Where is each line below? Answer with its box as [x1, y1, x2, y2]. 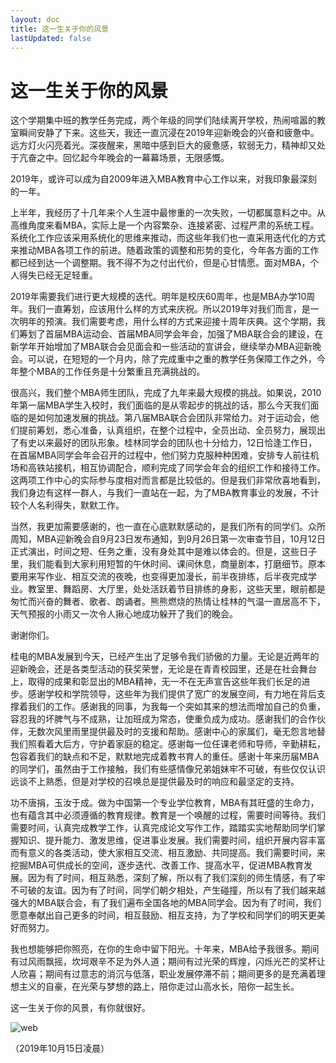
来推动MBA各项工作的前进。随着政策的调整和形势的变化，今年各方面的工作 [10, 244, 320, 256]
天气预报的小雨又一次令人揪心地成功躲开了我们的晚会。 [10, 608, 238, 620]
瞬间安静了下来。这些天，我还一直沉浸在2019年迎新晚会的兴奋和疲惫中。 [18, 127, 320, 139]
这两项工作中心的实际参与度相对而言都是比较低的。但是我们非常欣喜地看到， [10, 474, 326, 486]
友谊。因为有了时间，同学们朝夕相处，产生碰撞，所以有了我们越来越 [44, 884, 326, 896]
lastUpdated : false [10, 33, 92, 43]
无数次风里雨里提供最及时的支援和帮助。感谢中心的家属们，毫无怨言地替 [27, 726, 326, 738]
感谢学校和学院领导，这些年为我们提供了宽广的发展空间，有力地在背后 [27, 688, 317, 700]
